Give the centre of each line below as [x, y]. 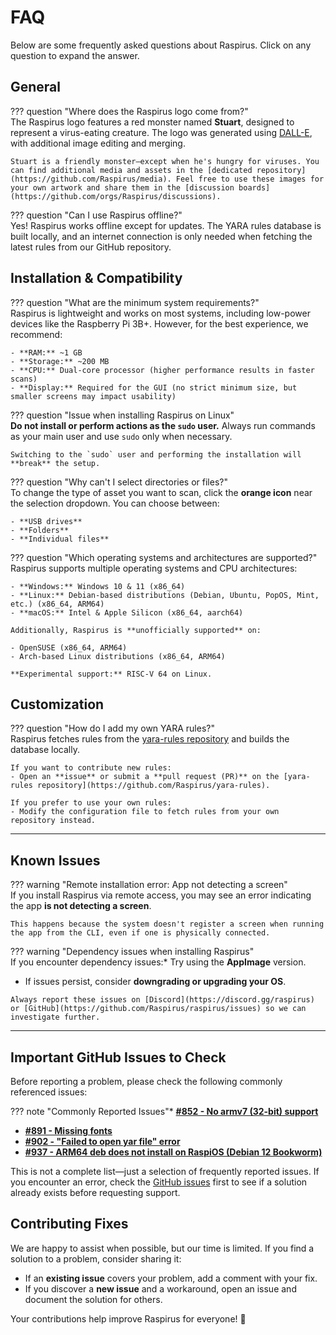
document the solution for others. [93, 1299]
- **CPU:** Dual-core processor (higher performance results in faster [162, 370]
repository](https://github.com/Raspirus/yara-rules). [153, 786]
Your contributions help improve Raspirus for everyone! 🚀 [128, 1318]
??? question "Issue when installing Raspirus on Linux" [122, 415]
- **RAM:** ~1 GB [46, 352]
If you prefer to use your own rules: [91, 803]
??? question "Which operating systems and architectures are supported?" [164, 557]
